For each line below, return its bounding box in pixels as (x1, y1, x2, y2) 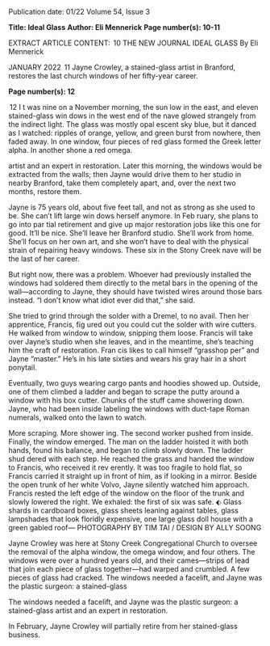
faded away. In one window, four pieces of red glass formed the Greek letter (8, 137, 262, 146)
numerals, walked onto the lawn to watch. (8, 412, 147, 422)
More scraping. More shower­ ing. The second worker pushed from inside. (8, 429, 254, 437)
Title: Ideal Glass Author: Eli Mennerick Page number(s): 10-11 (8, 23, 220, 32)
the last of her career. (8, 254, 81, 264)
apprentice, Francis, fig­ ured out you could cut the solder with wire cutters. (8, 319, 257, 329)
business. (8, 630, 40, 640)
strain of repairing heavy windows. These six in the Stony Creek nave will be (8, 246, 262, 255)
